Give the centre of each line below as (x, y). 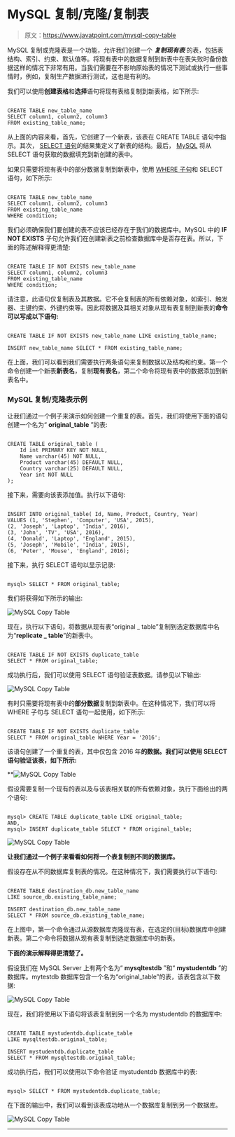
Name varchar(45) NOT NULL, (60, 456)
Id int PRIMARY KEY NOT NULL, (64, 450)
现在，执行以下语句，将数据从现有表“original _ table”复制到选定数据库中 (111, 627)
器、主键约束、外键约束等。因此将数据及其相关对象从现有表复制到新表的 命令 (117, 307)
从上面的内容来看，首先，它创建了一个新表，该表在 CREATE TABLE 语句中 (114, 137)
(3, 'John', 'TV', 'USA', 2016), (56, 533)
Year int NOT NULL (47, 475)
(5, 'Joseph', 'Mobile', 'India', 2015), (69, 545)
